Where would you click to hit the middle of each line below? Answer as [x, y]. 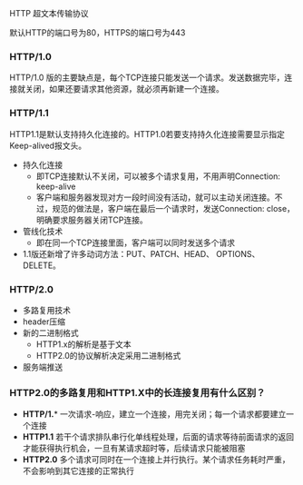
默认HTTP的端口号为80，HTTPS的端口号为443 [98, 33]
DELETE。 [42, 265]
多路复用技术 [46, 310]
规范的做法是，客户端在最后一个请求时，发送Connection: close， [173, 208]
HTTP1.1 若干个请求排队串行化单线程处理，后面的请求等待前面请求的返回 [158, 437]
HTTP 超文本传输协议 [49, 13]
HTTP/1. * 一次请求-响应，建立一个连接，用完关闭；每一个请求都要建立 [154, 414]
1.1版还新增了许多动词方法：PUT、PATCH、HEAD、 [118, 253]
